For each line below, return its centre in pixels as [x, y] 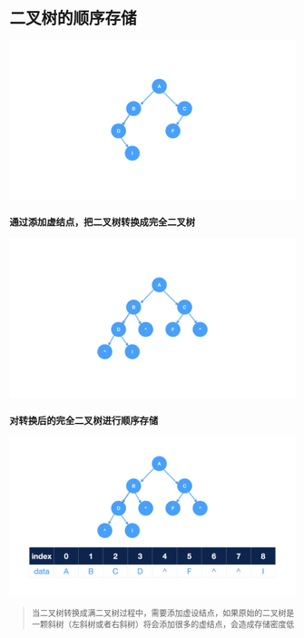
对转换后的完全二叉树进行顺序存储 [84, 421]
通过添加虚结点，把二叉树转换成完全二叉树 [103, 222]
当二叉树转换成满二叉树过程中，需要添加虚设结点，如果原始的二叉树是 [163, 613]
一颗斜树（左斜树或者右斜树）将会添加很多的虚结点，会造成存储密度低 [163, 624]
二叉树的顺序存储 [74, 19]
